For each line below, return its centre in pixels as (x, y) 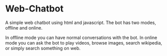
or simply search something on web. (43, 48)
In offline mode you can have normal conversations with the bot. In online (81, 37)
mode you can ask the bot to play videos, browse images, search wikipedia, (84, 42)
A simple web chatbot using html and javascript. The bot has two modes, (81, 22)
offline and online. (24, 27)
